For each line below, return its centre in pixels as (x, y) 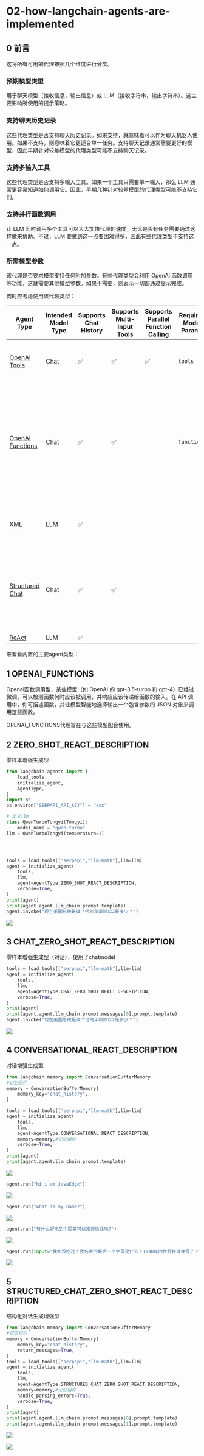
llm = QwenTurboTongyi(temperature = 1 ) (55, 833)
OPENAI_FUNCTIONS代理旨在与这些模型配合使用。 (70, 725)
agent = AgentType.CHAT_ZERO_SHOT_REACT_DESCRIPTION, (84, 991)
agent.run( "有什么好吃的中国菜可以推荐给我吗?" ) (62, 1229)
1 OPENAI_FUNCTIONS (50, 674)
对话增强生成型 (25, 1065)
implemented (40, 24)
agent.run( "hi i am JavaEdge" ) (46, 1184)
